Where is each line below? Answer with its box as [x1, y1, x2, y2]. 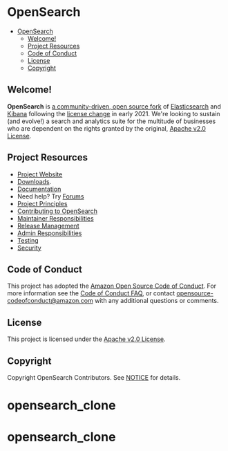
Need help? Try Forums [17, 192, 84, 201]
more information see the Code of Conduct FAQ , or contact [7, 289, 175, 297]
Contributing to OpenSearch [17, 207, 98, 215]
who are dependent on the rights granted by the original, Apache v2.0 [7, 124, 206, 132]
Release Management [17, 221, 79, 230]
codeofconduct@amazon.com [7, 297, 93, 305]
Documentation [17, 185, 61, 193]
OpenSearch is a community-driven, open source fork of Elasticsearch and [7, 102, 221, 111]
